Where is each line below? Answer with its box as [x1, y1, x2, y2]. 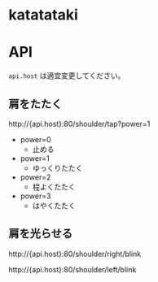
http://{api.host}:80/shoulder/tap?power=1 [8, 119, 151, 128]
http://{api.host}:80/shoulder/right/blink [8, 249, 142, 258]
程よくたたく [32, 181, 76, 192]
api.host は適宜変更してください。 [8, 71, 125, 80]
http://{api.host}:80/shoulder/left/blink [8, 264, 137, 274]
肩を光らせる [8, 227, 73, 241]
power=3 [20, 191, 51, 201]
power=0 [20, 134, 51, 144]
